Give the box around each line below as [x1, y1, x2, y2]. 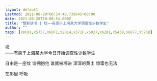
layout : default [5, 7, 38, 12]
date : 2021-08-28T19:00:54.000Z [5, 16, 71, 21]
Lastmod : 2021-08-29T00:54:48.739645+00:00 [5, 12, 96, 17]
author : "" [5, 25, 27, 30]
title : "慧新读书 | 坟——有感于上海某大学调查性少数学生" [5, 20, 109, 26]
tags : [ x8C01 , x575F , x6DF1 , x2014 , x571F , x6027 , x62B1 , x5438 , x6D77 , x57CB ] [5, 30, 153, 35]
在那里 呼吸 [5, 71, 28, 76]
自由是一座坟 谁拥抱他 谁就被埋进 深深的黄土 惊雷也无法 [5, 61, 118, 66]
